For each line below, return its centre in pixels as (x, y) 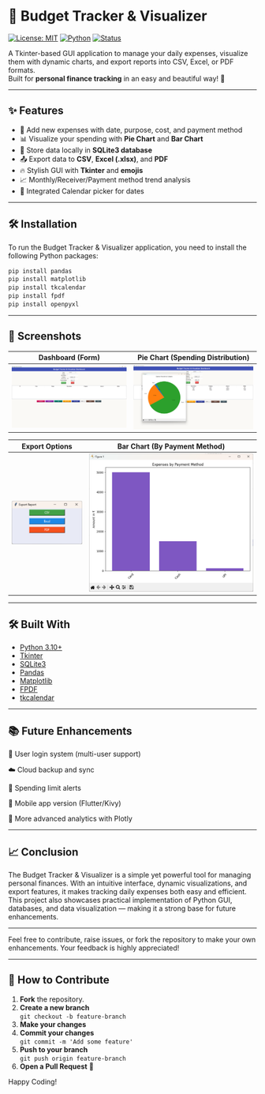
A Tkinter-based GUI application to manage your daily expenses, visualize (128, 53)
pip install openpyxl (44, 305)
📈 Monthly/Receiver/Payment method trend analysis (105, 179)
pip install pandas (40, 271)
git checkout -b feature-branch (73, 1017)
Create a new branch (54, 1007)
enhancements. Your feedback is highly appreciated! (94, 948)
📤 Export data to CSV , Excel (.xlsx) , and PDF (93, 159)
